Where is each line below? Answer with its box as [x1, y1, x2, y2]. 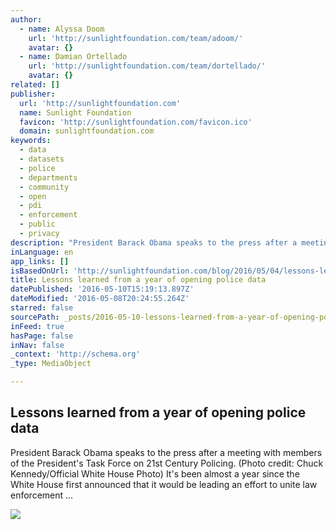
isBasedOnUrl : [10, 266, 70, 276]
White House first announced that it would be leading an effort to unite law [10, 478, 318, 490]
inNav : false [10, 340, 65, 350]
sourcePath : [10, 312, 60, 322]
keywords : [10, 136, 52, 146]
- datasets [19, 154, 65, 164]
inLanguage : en [10, 247, 74, 257]
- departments [19, 172, 78, 183]
